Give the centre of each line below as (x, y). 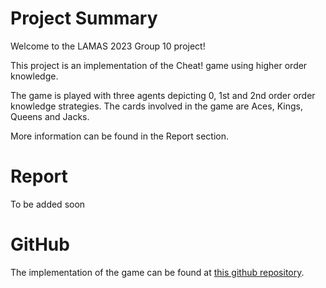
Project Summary (84, 18)
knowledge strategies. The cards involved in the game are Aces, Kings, (156, 106)
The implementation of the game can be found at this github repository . (157, 272)
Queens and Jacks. (50, 116)
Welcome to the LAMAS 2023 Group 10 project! (108, 46)
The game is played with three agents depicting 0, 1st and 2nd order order (163, 95)
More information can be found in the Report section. (120, 136)
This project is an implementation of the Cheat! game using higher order (159, 65)
